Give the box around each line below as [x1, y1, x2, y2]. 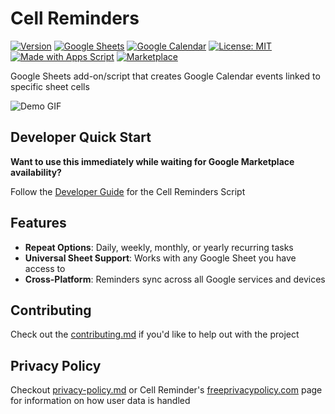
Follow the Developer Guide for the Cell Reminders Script [10, 185, 246, 197]
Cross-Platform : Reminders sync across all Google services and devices [24, 273, 326, 285]
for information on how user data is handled [10, 395, 191, 407]
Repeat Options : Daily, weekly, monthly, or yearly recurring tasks [24, 241, 294, 253]
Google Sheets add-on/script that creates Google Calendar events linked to [10, 70, 321, 82]
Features [10, 215, 67, 232]
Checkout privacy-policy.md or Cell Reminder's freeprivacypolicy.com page [10, 384, 323, 396]
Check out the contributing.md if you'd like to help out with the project [10, 328, 300, 341]
